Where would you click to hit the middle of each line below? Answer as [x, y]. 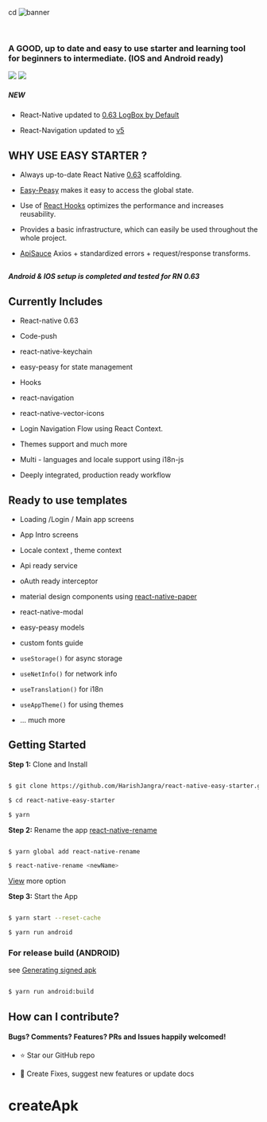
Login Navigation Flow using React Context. [91, 429]
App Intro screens [49, 535]
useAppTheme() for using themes [72, 704]
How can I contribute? [64, 1016]
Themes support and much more [74, 444]
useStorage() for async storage [71, 658]
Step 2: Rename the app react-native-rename [83, 830]
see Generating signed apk [52, 970]
